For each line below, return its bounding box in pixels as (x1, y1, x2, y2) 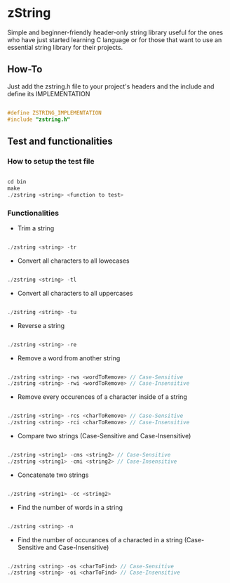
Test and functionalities (7, 135, 114, 147)
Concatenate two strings (17, 471, 89, 479)
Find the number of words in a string (17, 503, 123, 511)
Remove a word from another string (17, 353, 121, 362)
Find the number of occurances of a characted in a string (17, 535, 183, 544)
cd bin (7, 178, 27, 185)
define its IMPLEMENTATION (7, 89, 90, 98)
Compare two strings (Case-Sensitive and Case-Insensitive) (17, 432, 191, 440)
